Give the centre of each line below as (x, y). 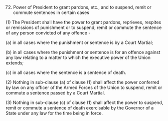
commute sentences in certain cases (51, 12)
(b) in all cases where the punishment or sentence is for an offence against (83, 52)
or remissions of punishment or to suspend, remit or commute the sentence (84, 27)
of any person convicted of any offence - (48, 33)
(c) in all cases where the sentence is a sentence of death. (66, 72)
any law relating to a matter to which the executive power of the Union (78, 57)
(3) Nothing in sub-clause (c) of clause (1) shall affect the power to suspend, (85, 102)
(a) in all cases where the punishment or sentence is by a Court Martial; (79, 42)
